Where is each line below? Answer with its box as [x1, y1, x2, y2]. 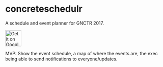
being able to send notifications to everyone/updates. [5, 56, 118, 62]
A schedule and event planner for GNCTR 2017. [5, 20, 104, 26]
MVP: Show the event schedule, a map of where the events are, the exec [5, 50, 158, 56]
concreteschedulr [5, 3, 83, 15]
